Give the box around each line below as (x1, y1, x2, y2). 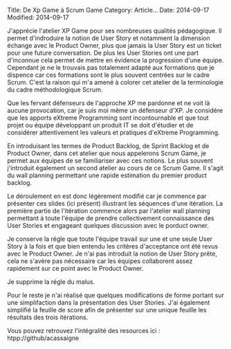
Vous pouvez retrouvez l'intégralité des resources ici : (7, 327, 160, 334)
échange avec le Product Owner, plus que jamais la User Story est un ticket (7, 42, 222, 49)
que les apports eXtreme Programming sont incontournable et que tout (7, 114, 209, 122)
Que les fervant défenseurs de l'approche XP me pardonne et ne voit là (7, 99, 210, 107)
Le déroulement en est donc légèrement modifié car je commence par (7, 192, 207, 200)
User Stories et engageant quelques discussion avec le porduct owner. (7, 222, 210, 229)
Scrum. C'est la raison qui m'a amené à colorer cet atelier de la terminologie (7, 78, 223, 86)
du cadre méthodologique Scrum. (7, 86, 103, 93)
